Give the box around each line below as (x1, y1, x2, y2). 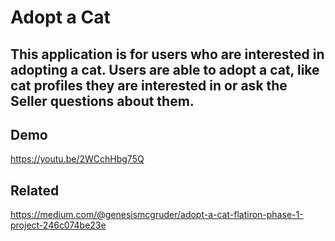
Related (10, 182, 60, 199)
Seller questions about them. (10, 92, 195, 110)
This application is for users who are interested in (10, 46, 325, 63)
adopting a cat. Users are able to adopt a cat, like (10, 61, 320, 78)
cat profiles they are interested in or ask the (10, 77, 288, 94)
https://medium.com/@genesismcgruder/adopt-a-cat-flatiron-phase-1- (10, 209, 304, 221)
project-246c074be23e (10, 219, 107, 231)
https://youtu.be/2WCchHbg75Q (10, 153, 145, 165)
